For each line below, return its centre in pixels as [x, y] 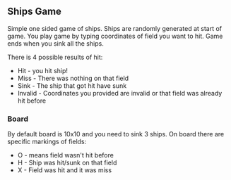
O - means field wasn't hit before [66, 155]
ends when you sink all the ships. [55, 43]
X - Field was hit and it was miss [64, 170]
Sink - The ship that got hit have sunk [72, 85]
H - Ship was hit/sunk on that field [67, 163]
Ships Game [35, 12]
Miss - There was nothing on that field [73, 78]
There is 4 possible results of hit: [55, 57]
